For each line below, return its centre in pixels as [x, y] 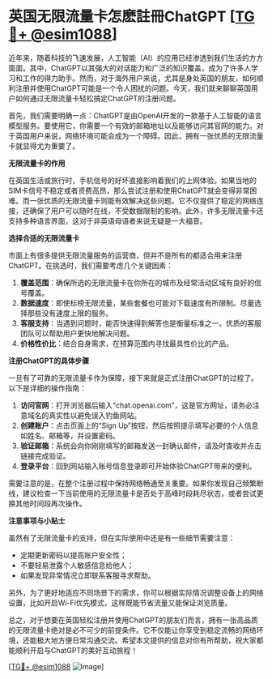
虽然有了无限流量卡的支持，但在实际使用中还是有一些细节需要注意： [122, 538]
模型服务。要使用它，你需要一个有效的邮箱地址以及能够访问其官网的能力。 [132, 126]
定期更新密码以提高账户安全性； [73, 555]
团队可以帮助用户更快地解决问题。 [77, 333]
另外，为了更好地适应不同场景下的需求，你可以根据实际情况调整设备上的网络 [136, 592]
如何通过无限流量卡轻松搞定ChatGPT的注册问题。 [98, 98]
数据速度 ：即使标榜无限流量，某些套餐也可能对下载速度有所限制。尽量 [137, 303]
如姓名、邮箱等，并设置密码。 [70, 435]
